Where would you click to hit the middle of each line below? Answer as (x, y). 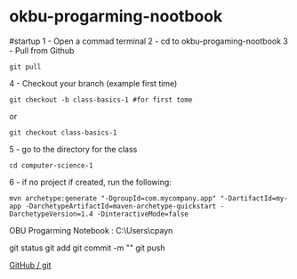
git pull (25, 67)
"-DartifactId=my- (254, 198)
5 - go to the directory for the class (73, 149)
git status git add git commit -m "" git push (87, 248)
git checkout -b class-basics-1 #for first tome (101, 100)
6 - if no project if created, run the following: (90, 182)
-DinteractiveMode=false (143, 214)
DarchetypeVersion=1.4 (51, 214)
